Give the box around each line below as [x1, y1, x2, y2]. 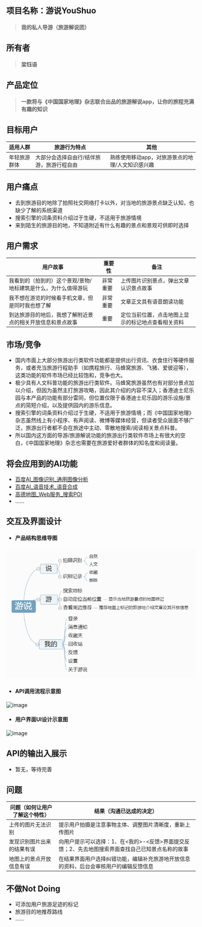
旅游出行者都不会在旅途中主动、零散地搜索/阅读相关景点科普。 [25, 424, 180, 432]
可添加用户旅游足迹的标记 [14, 901, 79, 908]
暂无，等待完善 [14, 765, 52, 772]
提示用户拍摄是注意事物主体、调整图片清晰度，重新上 [58, 821, 191, 828]
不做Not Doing [6, 883, 61, 894]
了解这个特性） [13, 811, 50, 818]
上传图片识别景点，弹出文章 [120, 277, 189, 284]
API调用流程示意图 [14, 688, 61, 695]
